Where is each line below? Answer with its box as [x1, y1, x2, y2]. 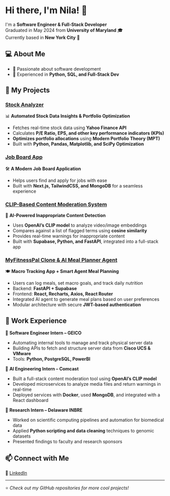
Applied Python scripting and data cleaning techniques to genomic [12, 428, 154, 434]
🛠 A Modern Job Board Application [5, 165, 81, 172]
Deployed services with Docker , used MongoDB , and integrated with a [12, 392, 160, 398]
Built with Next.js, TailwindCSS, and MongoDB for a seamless [12, 182, 143, 189]
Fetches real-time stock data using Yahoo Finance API [12, 125, 126, 131]
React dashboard [12, 397, 49, 404]
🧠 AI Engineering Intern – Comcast [5, 366, 79, 372]
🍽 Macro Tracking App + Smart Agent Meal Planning [5, 268, 119, 274]
